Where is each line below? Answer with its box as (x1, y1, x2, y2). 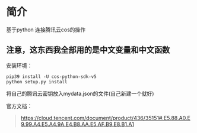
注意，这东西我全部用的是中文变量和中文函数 (6, 45, 170, 55)
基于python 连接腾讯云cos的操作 (6, 26, 86, 33)
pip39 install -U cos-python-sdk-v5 (6, 73, 97, 80)
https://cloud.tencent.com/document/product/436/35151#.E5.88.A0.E (20, 114, 191, 121)
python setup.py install (6, 79, 68, 85)
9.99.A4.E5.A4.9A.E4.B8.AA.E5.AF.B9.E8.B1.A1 (20, 121, 135, 128)
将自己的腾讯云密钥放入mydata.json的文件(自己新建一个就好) (6, 90, 154, 97)
